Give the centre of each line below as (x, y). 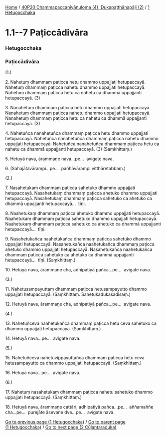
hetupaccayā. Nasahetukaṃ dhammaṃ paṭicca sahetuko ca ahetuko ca (79, 199)
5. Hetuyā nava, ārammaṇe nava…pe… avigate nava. (60, 159)
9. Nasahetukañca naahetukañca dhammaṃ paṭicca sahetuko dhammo (78, 239)
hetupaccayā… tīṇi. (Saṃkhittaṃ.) (40, 260)
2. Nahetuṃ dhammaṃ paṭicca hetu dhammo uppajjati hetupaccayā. (76, 82)
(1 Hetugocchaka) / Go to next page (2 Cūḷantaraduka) (61, 427)
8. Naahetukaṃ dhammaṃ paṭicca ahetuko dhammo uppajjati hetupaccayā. (83, 214)
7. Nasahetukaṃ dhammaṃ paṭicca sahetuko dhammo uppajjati (70, 188)
